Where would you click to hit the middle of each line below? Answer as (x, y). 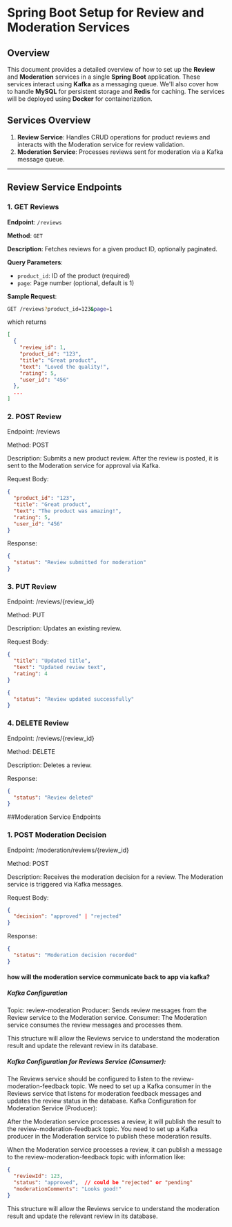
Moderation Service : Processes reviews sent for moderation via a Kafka (120, 152)
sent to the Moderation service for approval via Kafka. (84, 466)
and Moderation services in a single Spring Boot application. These (104, 77)
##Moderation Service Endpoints (54, 817)
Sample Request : (32, 296)
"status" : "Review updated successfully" (74, 699)
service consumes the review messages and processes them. (95, 1025)
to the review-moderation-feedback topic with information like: (96, 1157)
